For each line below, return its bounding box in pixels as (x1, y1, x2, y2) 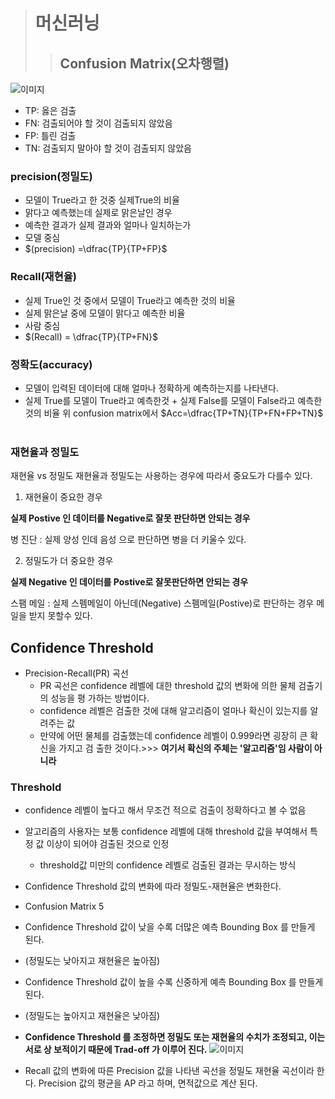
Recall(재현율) (10, 270, 77, 284)
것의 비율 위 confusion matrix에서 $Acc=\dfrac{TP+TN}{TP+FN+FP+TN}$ (24, 407, 324, 419)
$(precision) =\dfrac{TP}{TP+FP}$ (24, 243, 168, 255)
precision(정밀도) (10, 169, 93, 183)
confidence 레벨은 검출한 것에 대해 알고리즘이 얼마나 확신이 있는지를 (39, 705, 308, 716)
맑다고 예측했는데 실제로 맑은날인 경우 (24, 207, 173, 219)
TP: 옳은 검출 (24, 105, 77, 116)
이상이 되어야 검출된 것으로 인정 (46, 838, 170, 850)
